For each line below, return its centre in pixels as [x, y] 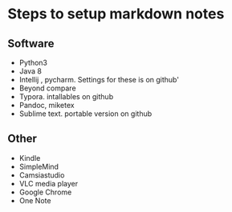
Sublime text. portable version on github [85, 114]
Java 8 [30, 71]
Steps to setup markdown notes [116, 14]
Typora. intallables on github [66, 96]
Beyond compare [48, 88]
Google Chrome [45, 192]
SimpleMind [39, 166]
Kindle [30, 158]
